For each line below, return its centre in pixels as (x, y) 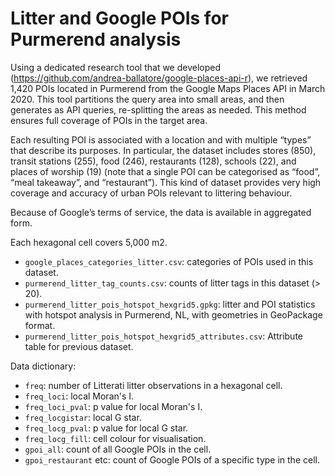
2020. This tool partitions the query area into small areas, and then (147, 99)
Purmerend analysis (96, 39)
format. (40, 325)
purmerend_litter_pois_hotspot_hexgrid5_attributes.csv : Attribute (163, 336)
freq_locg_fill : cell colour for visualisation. (115, 438)
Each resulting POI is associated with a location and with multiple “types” (161, 139)
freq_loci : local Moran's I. (79, 396)
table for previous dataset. (79, 346)
